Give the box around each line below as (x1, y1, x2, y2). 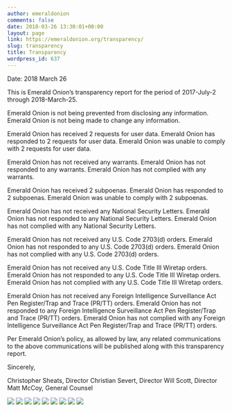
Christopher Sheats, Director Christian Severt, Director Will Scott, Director (7, 376, 218, 384)
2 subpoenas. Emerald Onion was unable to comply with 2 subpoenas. (7, 193, 208, 201)
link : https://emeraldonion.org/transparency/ (7, 36, 144, 43)
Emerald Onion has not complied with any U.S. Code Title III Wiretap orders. (7, 278, 223, 286)
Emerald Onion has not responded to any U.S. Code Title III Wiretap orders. (7, 270, 222, 279)
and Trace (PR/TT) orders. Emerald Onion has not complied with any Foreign (7, 313, 226, 322)
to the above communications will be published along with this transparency (7, 342, 224, 350)
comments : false (7, 17, 54, 24)
